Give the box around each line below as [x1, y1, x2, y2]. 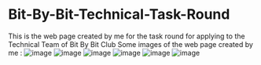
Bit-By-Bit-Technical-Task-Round [8, 5, 230, 23]
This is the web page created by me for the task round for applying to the [8, 31, 245, 41]
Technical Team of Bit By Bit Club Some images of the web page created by [8, 39, 254, 49]
